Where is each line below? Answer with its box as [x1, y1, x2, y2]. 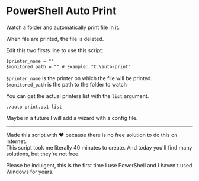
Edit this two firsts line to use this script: [6, 46, 104, 54]
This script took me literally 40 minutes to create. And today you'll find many [6, 144, 192, 151]
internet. [6, 138, 27, 145]
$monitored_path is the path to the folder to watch [6, 81, 127, 88]
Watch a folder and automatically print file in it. [6, 24, 120, 31]
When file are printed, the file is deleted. [6, 35, 104, 42]
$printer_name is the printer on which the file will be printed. [6, 74, 153, 81]
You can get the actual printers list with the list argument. [6, 92, 149, 99]
